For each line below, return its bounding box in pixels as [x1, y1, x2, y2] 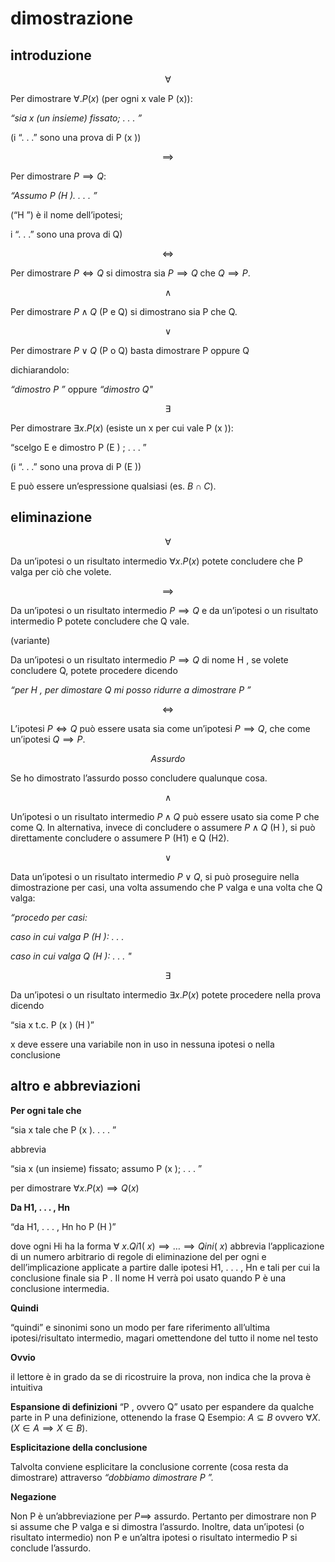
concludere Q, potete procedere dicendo [10, 664, 178, 676]
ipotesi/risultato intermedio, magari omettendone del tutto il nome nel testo [10, 1332, 319, 1344]
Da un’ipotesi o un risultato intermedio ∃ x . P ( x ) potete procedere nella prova [10, 988, 322, 1001]
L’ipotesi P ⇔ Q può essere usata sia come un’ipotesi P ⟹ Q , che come [10, 722, 311, 734]
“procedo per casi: [10, 911, 88, 923]
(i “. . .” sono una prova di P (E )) [10, 461, 142, 472]
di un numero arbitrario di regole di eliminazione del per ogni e [10, 1250, 267, 1262]
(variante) [10, 634, 51, 646]
